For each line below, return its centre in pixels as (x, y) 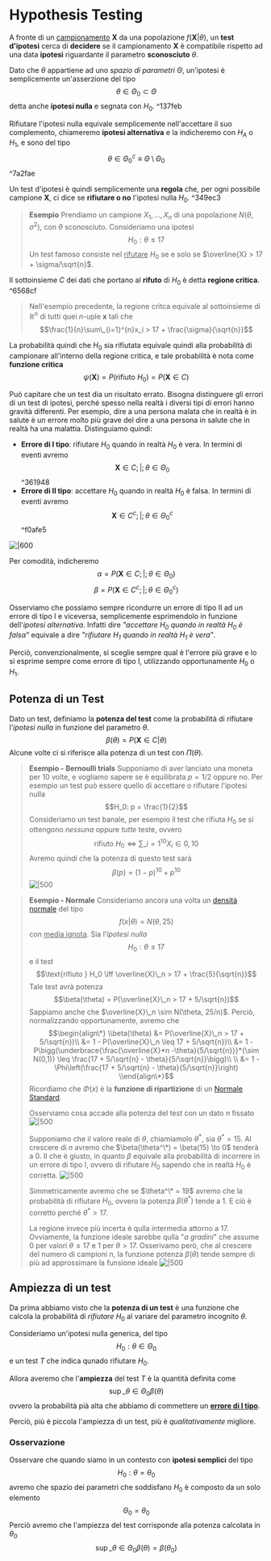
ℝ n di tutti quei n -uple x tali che (81, 315)
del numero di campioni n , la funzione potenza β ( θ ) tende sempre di (142, 1254)
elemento (25, 1497)
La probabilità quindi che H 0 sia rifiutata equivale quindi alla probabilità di (131, 346)
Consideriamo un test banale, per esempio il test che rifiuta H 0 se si (141, 820)
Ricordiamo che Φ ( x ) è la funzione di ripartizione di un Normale (136, 1089)
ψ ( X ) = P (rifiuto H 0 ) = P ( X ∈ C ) (136, 378)
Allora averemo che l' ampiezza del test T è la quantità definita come (123, 1379)
